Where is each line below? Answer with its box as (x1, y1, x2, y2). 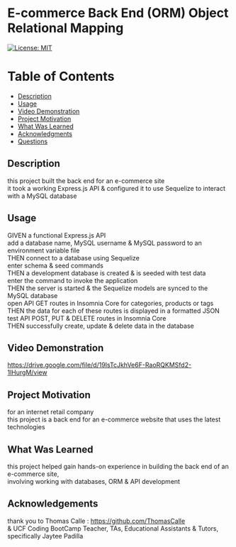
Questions (17, 137, 48, 145)
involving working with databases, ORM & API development (7, 477, 181, 485)
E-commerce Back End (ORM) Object (7, 5, 229, 21)
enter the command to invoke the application (7, 276, 138, 284)
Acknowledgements (7, 498, 99, 510)
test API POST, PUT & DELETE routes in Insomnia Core (7, 314, 167, 322)
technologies (7, 423, 45, 431)
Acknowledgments (17, 129, 73, 138)
